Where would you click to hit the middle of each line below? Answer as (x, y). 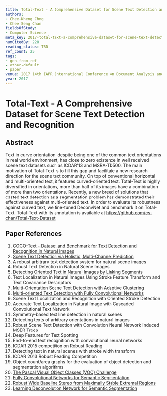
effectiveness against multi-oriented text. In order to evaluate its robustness (83, 202)
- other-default (22, 65)
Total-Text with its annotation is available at (61, 213)
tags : (11, 56)
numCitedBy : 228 (22, 42)
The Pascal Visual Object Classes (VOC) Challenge (65, 372)
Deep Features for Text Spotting (45, 335)
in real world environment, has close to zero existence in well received (77, 160)
